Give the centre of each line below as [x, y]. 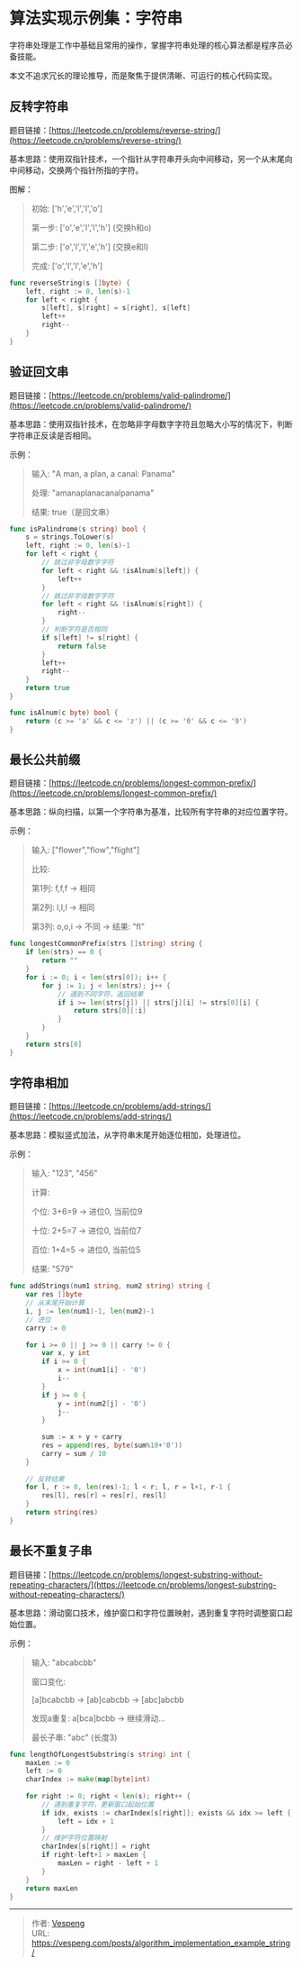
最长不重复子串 [51, 1551]
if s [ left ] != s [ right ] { [90, 637]
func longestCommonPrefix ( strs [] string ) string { [106, 944]
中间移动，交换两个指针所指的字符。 [76, 170]
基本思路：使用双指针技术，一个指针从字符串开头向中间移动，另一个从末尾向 [151, 159]
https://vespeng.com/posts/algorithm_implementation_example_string [160, 1943]
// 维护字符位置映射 [75, 1838]
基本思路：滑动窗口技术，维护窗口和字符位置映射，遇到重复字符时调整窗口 [147, 1613]
